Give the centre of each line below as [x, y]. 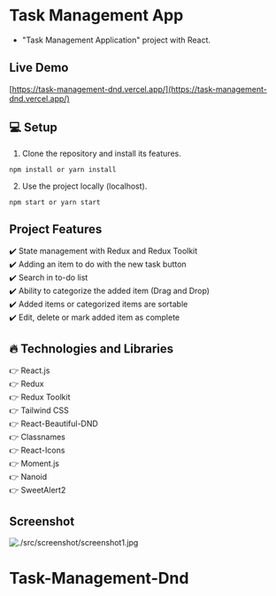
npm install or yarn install [63, 169]
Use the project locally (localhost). [84, 186]
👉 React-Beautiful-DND [54, 424]
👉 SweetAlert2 [38, 490]
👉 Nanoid [28, 477]
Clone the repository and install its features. [101, 153]
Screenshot [42, 521]
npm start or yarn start [55, 202]
